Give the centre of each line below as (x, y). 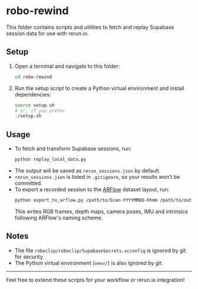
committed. (28, 183)
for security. (29, 257)
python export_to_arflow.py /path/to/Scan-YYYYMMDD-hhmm (86, 200)
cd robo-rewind (33, 77)
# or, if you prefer (40, 111)
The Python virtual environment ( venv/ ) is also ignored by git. (89, 263)
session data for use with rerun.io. (47, 33)
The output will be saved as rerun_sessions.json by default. (88, 170)
